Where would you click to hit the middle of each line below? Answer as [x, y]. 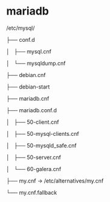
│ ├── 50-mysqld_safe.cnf [41, 145]
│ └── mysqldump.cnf [36, 63]
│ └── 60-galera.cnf [34, 169]
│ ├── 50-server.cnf [34, 157]
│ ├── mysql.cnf [29, 51]
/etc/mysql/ [21, 28]
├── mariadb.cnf [28, 98]
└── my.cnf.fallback [32, 192]
